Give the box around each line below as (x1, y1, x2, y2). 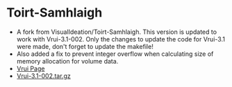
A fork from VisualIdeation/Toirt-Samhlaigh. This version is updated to (16, 28, 217, 36)
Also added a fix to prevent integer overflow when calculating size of (16, 50, 214, 58)
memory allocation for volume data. (16, 57, 119, 65)
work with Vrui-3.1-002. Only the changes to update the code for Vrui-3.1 (16, 35, 225, 43)
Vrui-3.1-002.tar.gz (16, 71, 71, 80)
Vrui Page (16, 64, 45, 72)
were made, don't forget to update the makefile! (16, 42, 154, 50)
